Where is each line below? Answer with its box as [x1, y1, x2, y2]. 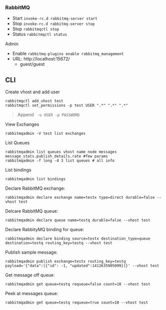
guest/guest [19, 61, 45, 67]
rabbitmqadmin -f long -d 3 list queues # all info [5, 158, 115, 163]
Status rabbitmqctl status [12, 31, 67, 37]
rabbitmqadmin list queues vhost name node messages [5, 149, 117, 155]
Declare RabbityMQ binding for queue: [5, 227, 84, 233]
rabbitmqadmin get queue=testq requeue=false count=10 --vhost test [5, 282, 151, 287]
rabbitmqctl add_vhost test [5, 99, 64, 104]
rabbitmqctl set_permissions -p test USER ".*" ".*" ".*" [5, 103, 128, 108]
